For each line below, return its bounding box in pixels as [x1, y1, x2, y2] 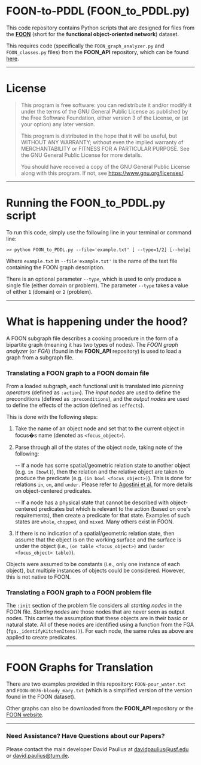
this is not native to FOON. [6, 573, 71, 581]
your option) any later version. [20, 120, 96, 127]
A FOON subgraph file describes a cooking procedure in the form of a [6, 335, 178, 342]
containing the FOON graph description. [6, 263, 105, 271]
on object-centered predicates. [14, 487, 92, 495]
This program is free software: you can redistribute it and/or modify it [20, 101, 192, 109]
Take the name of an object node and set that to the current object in [14, 425, 185, 432]
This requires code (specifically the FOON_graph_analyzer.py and [6, 42, 165, 49]
